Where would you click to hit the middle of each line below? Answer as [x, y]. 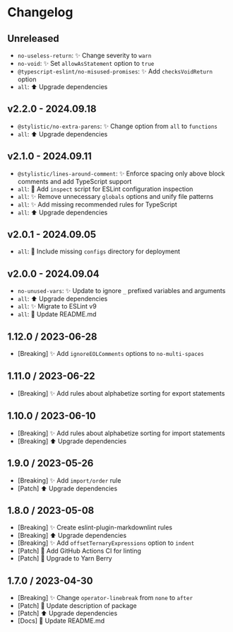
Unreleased [34, 39]
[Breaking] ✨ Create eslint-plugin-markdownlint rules [95, 527]
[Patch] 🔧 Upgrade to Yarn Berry [65, 558]
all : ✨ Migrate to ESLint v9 [57, 306]
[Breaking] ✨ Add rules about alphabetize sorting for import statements [121, 433]
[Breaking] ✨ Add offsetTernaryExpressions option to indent [106, 543]
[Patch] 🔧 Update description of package [77, 606]
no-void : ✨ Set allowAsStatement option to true [86, 63]
